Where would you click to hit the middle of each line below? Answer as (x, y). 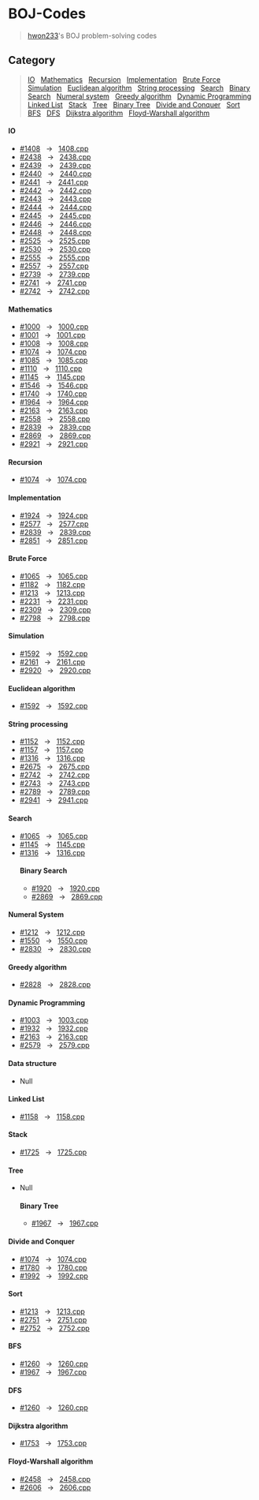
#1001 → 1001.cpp (52, 335)
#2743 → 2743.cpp (55, 784)
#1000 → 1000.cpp (54, 327)
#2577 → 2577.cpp (54, 524)
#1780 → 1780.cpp (54, 1267)
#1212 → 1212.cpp (52, 932)
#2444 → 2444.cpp (55, 207)
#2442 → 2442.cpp (55, 190)
